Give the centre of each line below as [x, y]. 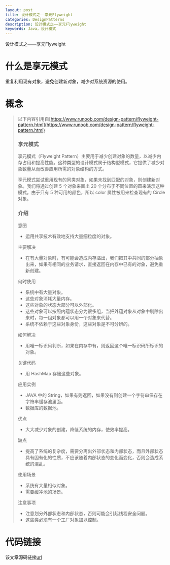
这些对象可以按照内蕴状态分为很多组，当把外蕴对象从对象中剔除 [92, 311]
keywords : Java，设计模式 [31, 29]
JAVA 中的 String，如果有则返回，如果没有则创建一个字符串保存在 [94, 395]
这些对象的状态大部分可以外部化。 [61, 305]
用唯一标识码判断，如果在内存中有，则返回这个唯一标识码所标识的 [94, 345]
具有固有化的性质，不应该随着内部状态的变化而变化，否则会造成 [92, 457]
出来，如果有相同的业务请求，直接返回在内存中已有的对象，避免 [92, 264]
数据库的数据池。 [43, 408]
